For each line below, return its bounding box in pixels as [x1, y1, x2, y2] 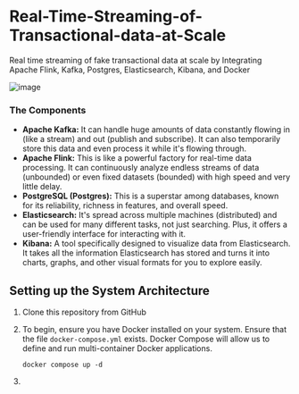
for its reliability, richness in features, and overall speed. [21, 200, 228, 211]
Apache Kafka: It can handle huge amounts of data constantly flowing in [21, 124, 290, 135]
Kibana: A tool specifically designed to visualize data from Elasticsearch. [21, 239, 291, 249]
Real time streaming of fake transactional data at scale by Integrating [9, 54, 262, 65]
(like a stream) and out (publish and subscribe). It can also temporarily [21, 134, 281, 145]
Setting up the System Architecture [9, 283, 210, 298]
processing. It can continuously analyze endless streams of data [21, 163, 260, 173]
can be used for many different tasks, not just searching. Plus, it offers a [21, 219, 287, 230]
